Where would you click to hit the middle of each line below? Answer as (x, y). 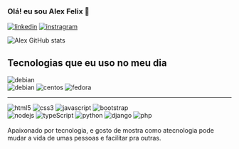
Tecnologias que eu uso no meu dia (87, 63)
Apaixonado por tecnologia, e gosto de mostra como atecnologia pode (111, 131)
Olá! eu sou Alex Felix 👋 (49, 11)
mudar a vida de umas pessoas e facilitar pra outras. (84, 138)
